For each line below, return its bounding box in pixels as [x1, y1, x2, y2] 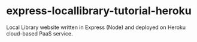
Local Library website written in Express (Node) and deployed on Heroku [6, 24, 186, 31]
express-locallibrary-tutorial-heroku [6, 4, 192, 18]
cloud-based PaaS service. [6, 30, 73, 37]
